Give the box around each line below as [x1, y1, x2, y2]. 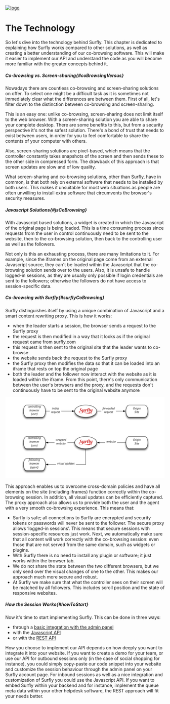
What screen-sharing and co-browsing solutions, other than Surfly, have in [5, 174, 161, 180]
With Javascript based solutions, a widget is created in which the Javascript [5, 219, 164, 225]
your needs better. [5, 693, 44, 699]
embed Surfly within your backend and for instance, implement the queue [5, 682, 159, 688]
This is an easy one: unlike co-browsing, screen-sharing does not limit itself [5, 111, 163, 117]
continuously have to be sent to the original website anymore [12, 387, 140, 393]
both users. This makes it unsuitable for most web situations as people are [5, 184, 160, 190]
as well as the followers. [5, 241, 56, 247]
